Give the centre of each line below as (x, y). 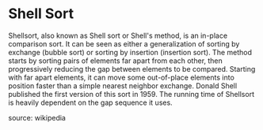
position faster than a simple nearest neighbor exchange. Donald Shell (123, 85)
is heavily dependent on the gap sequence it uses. (90, 102)
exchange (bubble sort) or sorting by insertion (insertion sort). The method (130, 52)
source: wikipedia (37, 117)
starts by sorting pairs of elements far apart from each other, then (116, 61)
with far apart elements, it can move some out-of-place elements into (122, 77)
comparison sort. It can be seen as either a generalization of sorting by (124, 43)
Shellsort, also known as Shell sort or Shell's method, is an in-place (118, 35)
